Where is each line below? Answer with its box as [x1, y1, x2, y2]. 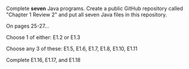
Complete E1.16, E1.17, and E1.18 [6, 57, 81, 63]
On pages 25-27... [6, 23, 50, 29]
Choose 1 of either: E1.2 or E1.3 [6, 34, 81, 40]
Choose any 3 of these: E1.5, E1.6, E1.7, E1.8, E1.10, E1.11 [6, 45, 138, 52]
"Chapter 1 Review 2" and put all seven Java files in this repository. [6, 11, 167, 18]
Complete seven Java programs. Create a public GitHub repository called [6, 5, 183, 12]
